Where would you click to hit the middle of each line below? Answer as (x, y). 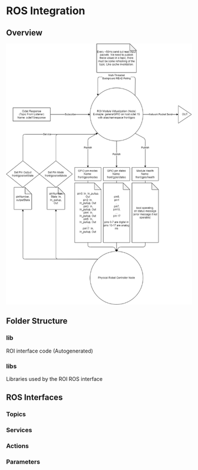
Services (19, 430)
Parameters (23, 462)
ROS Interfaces (34, 398)
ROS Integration (46, 11)
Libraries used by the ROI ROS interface (55, 378)
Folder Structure (37, 321)
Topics (16, 414)
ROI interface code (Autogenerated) (49, 351)
